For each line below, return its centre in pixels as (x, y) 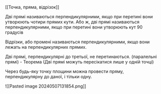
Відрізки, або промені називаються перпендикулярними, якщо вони (78, 42)
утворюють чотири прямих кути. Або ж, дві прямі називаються (72, 22)
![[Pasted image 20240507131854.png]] (46, 86)
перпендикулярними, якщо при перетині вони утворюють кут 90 (74, 27)
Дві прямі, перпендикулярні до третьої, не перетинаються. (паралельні (81, 57)
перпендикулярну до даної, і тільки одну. (49, 77)
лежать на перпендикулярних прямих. (46, 47)
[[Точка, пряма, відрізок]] (32, 7)
